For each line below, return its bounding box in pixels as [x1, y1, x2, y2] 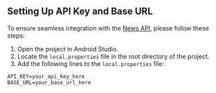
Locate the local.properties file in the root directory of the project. [17, 52, 210, 60]
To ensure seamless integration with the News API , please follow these [7, 24, 210, 32]
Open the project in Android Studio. [17, 44, 119, 53]
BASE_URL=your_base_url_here [7, 79, 91, 86]
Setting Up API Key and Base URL [7, 6, 154, 17]
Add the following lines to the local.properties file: [17, 59, 165, 68]
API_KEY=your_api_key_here [7, 73, 85, 80]
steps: [7, 31, 25, 40]
